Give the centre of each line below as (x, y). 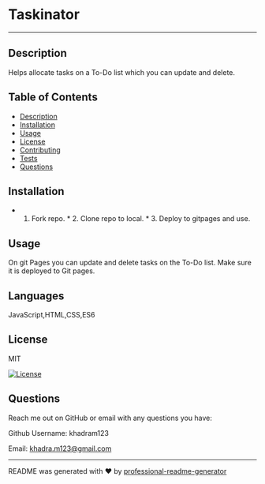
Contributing (40, 150)
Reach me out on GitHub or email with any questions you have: (110, 418)
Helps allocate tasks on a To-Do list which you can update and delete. (121, 72)
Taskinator (44, 15)
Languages (36, 296)
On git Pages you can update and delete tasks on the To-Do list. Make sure (130, 263)
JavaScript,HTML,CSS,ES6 (52, 315)
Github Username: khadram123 (58, 433)
